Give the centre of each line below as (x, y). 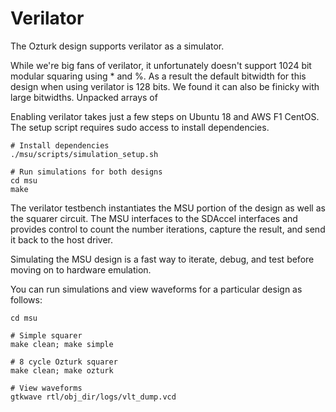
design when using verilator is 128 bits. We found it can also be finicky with (165, 86)
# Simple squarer (46, 335)
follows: (26, 299)
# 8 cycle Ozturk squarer (64, 362)
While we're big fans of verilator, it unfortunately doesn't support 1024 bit (161, 65)
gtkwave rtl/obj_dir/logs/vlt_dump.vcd (93, 397)
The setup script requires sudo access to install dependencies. (140, 127)
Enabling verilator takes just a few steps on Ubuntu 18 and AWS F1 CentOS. (165, 116)
